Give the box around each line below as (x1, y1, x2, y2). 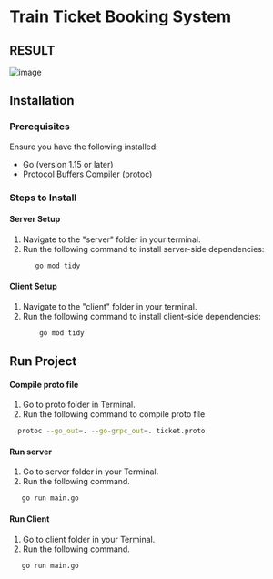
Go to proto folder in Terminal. (22, 399, 136, 411)
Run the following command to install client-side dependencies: (22, 310, 261, 321)
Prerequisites (9, 120, 70, 133)
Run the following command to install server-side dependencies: (22, 243, 265, 254)
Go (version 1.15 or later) (22, 158, 114, 169)
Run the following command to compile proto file (22, 409, 206, 420)
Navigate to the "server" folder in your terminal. (22, 234, 201, 245)
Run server (9, 446, 53, 457)
